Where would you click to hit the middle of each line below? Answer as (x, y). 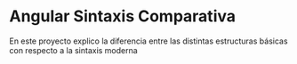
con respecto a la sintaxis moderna (73, 50)
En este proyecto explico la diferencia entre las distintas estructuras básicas (148, 41)
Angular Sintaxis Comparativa (122, 16)
